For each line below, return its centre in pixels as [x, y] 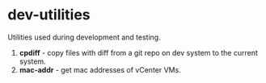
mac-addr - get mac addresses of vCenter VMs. [100, 69]
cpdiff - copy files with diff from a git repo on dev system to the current [138, 52]
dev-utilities [49, 15]
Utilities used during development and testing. [84, 37]
